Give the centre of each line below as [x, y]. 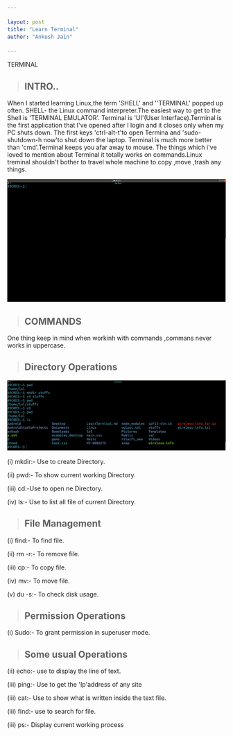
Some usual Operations [76, 654]
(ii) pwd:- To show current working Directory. [71, 474]
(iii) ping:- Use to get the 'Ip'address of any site [75, 685]
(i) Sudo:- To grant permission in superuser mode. [79, 633]
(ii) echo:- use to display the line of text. [64, 671]
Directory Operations [71, 367]
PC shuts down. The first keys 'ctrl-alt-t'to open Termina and [94, 132]
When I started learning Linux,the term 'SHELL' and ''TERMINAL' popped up [115, 103]
